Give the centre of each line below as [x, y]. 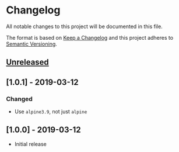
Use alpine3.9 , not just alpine [51, 112]
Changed [20, 99]
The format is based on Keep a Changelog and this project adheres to [90, 37]
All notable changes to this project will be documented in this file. [85, 26]
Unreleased [28, 62]
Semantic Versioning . [31, 44]
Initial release [30, 144]
